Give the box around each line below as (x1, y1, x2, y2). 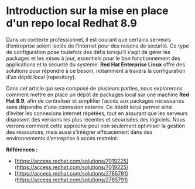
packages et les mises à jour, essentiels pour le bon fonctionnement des (6, 55, 180, 62)
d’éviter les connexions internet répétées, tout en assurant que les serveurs (6, 110, 189, 117)
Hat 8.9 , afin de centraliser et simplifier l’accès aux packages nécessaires (6, 97, 184, 104)
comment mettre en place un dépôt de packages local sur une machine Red (6, 91, 189, 98)
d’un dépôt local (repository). (6, 73, 76, 80)
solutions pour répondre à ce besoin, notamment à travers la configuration (6, 67, 186, 74)
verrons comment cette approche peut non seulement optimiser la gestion (6, 122, 186, 129)
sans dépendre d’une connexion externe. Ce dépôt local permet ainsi (6, 103, 173, 110)
